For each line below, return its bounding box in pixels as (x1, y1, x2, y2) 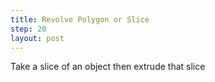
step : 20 (10, 24, 47, 34)
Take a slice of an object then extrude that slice (10, 61, 206, 73)
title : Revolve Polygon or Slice (10, 14, 150, 25)
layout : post (10, 33, 65, 43)
